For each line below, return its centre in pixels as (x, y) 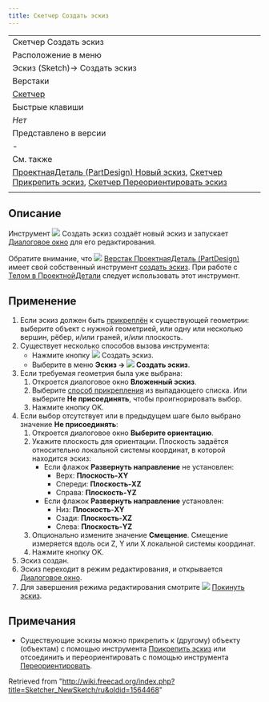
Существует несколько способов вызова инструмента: (114, 346)
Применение (42, 301)
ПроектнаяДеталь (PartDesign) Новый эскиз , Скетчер (117, 171)
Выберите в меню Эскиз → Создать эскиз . (111, 365)
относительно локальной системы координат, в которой (128, 450)
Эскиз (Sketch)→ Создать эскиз (75, 67)
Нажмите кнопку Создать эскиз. (92, 355)
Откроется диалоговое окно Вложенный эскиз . (114, 382)
